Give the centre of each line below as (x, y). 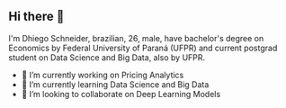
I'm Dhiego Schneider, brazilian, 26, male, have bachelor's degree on (136, 38)
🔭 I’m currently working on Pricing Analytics (103, 75)
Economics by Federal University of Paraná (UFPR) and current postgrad (143, 48)
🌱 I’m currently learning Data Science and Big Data (115, 84)
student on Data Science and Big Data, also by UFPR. (107, 57)
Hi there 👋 (36, 17)
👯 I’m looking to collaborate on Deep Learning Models (121, 94)
